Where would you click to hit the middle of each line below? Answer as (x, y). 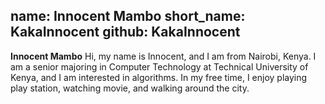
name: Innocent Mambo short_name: (128, 16)
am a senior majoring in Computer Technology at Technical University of (159, 66)
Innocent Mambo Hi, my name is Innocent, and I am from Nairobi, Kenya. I (163, 56)
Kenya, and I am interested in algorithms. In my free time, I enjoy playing (159, 77)
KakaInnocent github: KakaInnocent (125, 32)
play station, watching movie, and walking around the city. (130, 88)
